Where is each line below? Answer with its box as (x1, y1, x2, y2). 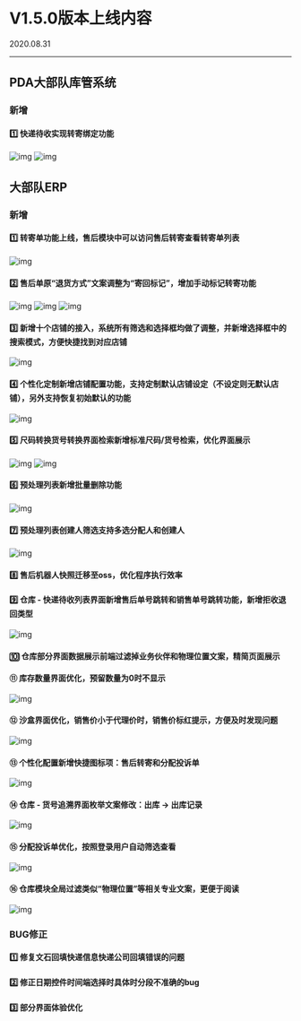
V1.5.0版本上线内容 (9, 8, 152, 29)
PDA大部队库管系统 (9, 75, 116, 91)
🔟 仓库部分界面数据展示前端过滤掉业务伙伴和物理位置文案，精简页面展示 (9, 651, 280, 662)
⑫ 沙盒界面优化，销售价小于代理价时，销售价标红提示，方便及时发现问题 (9, 714, 279, 726)
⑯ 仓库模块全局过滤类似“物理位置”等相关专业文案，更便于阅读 (9, 884, 240, 895)
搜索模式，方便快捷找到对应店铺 (9, 336, 127, 347)
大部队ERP (9, 179, 68, 195)
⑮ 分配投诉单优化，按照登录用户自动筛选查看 (9, 841, 176, 852)
